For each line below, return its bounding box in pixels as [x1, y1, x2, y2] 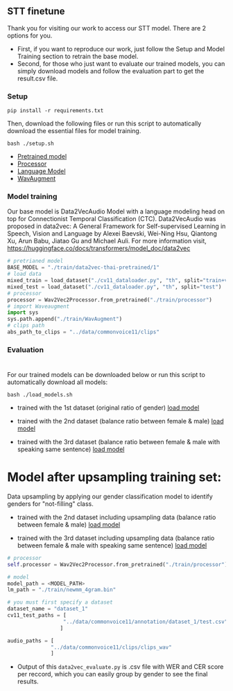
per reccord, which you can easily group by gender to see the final [17, 670, 208, 679]
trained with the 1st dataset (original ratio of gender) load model [17, 403, 200, 412]
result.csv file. [17, 74, 58, 82]
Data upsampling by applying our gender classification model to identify [7, 492, 213, 500]
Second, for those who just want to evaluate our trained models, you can [17, 59, 225, 68]
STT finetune [7, 6, 65, 17]
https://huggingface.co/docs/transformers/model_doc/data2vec [7, 244, 191, 252]
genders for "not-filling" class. [7, 499, 94, 508]
